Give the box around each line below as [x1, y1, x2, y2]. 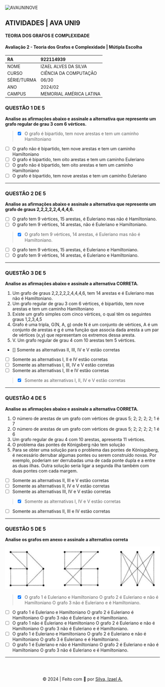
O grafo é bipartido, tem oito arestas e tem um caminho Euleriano [12, 156, 145, 162]
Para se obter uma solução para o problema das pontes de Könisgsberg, [12, 447, 159, 453]
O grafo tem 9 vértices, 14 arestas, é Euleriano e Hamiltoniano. [12, 252, 139, 258]
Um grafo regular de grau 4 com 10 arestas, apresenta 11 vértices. [12, 436, 146, 442]
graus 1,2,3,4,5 [12, 316, 43, 322]
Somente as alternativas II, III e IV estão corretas [12, 508, 110, 514]
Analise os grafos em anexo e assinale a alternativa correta [5, 537, 129, 543]
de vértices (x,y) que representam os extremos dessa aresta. [12, 332, 136, 338]
